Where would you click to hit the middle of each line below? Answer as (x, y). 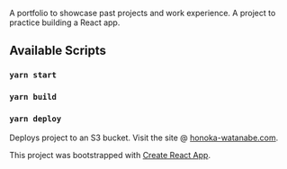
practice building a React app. (65, 22)
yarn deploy (36, 119)
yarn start (33, 75)
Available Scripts (58, 51)
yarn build (33, 97)
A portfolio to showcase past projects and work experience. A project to (143, 13)
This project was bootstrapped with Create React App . (110, 155)
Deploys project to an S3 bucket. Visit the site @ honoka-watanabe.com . (144, 138)
